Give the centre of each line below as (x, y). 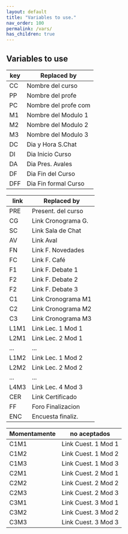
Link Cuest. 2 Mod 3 (90, 492)
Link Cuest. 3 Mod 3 (90, 522)
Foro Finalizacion (56, 406)
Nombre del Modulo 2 (58, 125)
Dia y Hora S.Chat (52, 144)
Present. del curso (58, 211)
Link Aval (45, 240)
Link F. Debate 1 (55, 270)
